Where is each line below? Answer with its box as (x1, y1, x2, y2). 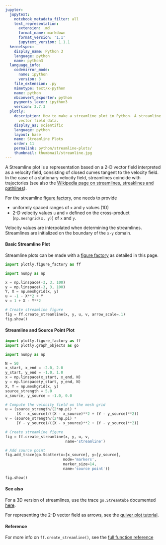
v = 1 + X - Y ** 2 (5, 299, 41, 304)
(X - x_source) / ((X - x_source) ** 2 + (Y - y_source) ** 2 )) (16, 411, 139, 416)
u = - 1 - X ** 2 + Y (5, 294, 43, 299)
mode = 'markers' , (63, 457, 97, 462)
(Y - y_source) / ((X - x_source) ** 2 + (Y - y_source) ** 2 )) (16, 421, 139, 426)
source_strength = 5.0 (5, 389, 52, 393)
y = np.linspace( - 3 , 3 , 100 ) (5, 284, 66, 290)
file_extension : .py (14, 81, 57, 86)
